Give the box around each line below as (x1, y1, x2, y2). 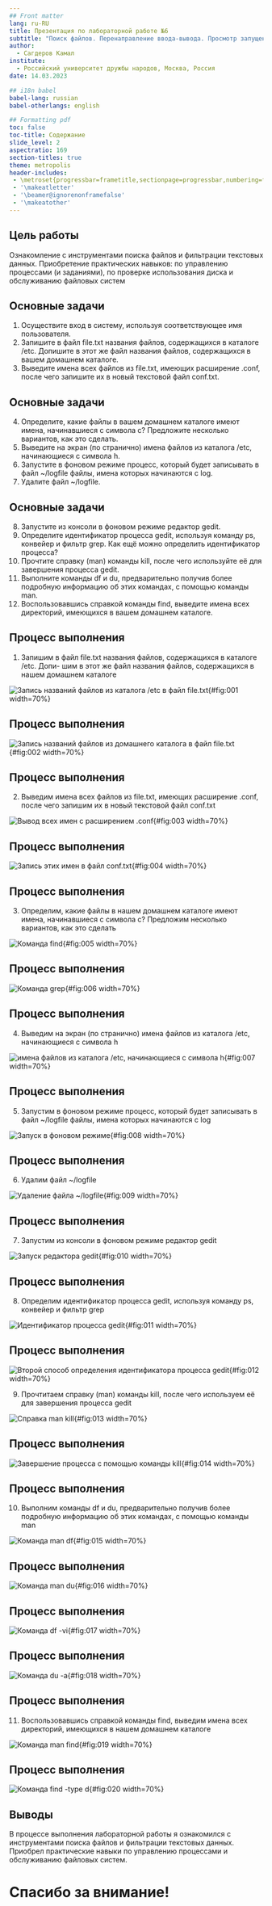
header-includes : (9, 169, 68, 177)
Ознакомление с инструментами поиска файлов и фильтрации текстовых (9, 250, 264, 259)
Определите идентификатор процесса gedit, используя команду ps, (20, 531, 256, 539)
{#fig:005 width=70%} (62, 938, 138, 949)
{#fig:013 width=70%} (73, 1413, 148, 1423)
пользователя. (20, 329, 71, 339)
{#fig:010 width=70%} (98, 1251, 173, 1261)
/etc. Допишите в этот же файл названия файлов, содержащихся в (20, 346, 251, 356)
